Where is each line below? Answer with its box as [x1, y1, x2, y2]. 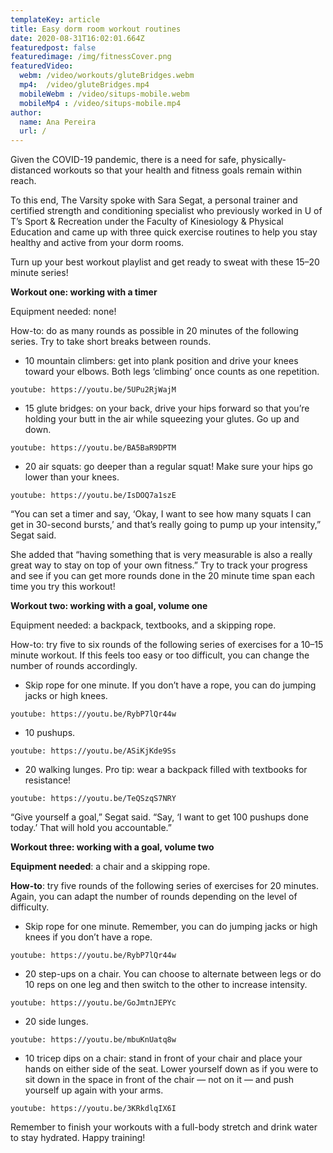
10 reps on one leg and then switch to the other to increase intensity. [24, 979, 308, 991]
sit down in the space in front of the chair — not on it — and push [24, 1074, 295, 1086]
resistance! [24, 774, 72, 786]
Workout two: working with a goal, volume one [10, 600, 208, 612]
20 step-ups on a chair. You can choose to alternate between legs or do [24, 968, 322, 980]
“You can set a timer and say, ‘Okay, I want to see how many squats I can [10, 508, 312, 520]
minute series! [10, 267, 69, 279]
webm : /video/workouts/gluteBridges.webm [19, 71, 195, 81]
